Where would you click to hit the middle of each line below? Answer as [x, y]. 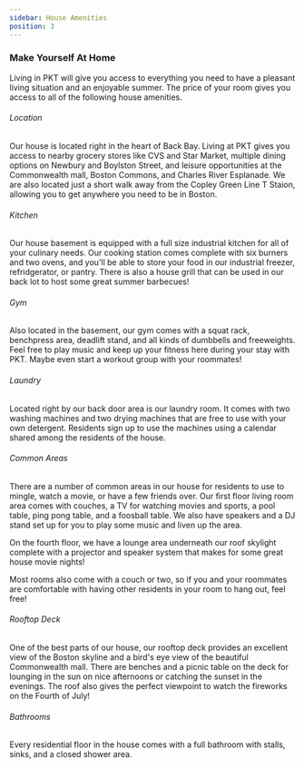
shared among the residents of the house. [88, 438]
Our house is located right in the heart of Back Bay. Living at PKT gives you [150, 146]
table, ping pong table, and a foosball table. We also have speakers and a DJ [152, 515]
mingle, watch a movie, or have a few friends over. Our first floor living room [152, 496]
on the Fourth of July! [50, 696]
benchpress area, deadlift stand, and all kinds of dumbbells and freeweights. [152, 340]
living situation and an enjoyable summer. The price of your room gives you [150, 87]
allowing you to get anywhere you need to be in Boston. [113, 194]
